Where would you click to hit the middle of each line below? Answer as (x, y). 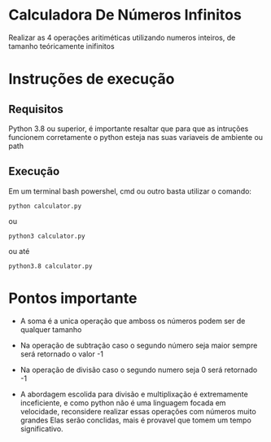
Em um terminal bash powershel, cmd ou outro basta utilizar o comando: (130, 191)
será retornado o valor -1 (62, 354)
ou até (19, 251)
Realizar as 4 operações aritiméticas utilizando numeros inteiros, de (122, 37)
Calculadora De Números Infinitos (125, 15)
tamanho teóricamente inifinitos (62, 46)
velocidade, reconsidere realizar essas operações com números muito (138, 411)
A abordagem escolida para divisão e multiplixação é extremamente (134, 394)
